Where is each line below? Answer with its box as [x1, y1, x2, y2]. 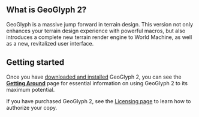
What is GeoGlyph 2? [6, 5, 87, 15]
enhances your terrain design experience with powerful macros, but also [6, 27, 186, 34]
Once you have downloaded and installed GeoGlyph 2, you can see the [6, 73, 182, 80]
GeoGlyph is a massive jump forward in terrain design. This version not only [6, 20, 194, 28]
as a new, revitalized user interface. [6, 40, 94, 47]
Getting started [6, 57, 65, 68]
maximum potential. [6, 86, 55, 93]
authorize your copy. [6, 104, 58, 111]
